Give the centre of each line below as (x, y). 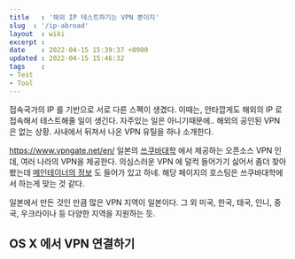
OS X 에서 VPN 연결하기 (72, 244)
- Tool (21, 83)
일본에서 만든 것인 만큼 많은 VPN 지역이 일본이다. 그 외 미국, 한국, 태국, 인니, (141, 202)
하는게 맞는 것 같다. (51, 183)
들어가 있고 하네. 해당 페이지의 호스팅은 (171, 172)
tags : (27, 67)
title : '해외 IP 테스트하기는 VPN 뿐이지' (84, 17)
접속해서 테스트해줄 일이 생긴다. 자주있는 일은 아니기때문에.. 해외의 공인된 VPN (145, 120)
